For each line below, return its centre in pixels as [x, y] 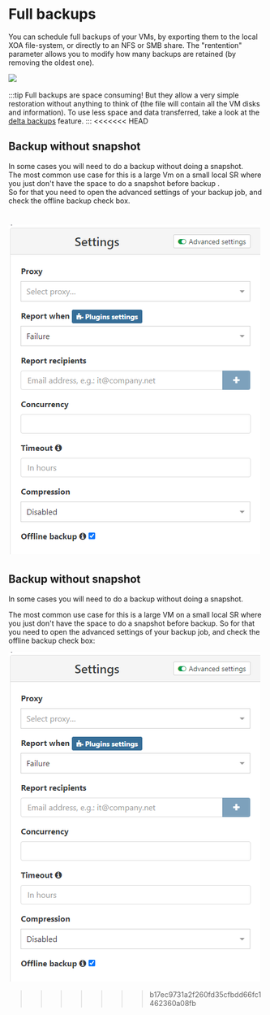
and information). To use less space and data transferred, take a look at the [134, 112]
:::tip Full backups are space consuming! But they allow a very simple [124, 95]
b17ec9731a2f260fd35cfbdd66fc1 [206, 994]
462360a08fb [173, 1003]
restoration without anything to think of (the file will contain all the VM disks [135, 103]
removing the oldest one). [51, 63]
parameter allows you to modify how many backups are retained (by [122, 54]
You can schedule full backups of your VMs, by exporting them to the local [133, 37]
